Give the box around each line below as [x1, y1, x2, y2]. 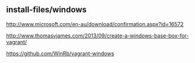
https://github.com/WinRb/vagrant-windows [6, 50, 115, 57]
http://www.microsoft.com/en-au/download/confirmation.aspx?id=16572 [6, 20, 184, 27]
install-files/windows [6, 5, 87, 15]
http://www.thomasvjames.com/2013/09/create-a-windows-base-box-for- [6, 32, 189, 39]
